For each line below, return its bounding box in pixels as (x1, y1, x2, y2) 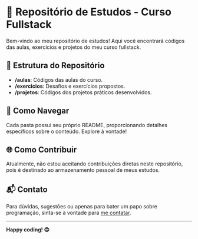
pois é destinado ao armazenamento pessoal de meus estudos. (6, 167, 160, 174)
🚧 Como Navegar (6, 106, 70, 116)
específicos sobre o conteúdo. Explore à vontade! (6, 128, 127, 135)
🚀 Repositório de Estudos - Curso (6, 5, 172, 19)
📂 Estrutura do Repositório (6, 61, 105, 71)
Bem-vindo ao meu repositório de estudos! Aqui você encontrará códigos (6, 37, 185, 44)
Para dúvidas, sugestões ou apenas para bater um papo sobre (6, 203, 158, 210)
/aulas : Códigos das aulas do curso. (14, 76, 103, 83)
